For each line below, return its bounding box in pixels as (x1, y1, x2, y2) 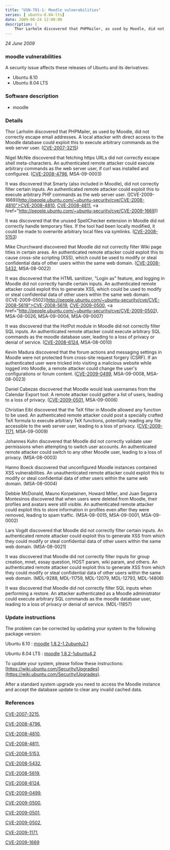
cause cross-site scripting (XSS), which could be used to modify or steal (5, 255, 157, 261)
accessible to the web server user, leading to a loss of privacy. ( (5, 423, 139, 429)
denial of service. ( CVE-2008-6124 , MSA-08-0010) (5, 339, 112, 345)
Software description (5, 93, 59, 100)
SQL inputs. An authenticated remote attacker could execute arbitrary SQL (5, 328, 161, 335)
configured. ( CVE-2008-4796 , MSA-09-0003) (5, 171, 102, 177)
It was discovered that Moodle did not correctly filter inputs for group (5, 554, 150, 560)
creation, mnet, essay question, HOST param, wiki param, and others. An (5, 559, 158, 565)
